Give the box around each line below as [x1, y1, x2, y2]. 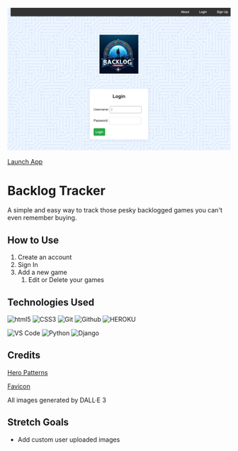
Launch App [7, 158, 43, 166]
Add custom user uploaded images [17, 435, 120, 444]
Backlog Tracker [7, 183, 106, 199]
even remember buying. [7, 214, 77, 222]
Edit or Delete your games [28, 276, 105, 284]
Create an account [17, 253, 72, 261]
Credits [7, 349, 41, 362]
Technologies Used [7, 296, 94, 308]
